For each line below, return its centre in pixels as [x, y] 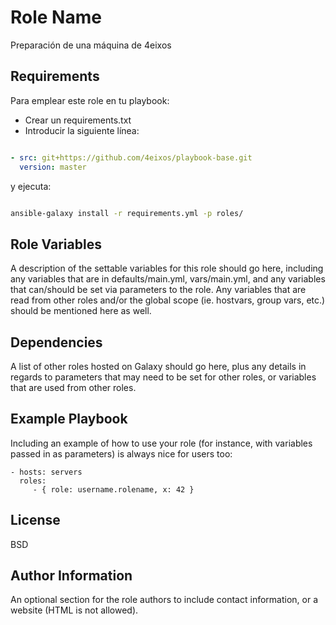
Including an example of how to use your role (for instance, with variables [161, 443]
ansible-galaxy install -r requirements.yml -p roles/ [127, 213]
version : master [53, 167]
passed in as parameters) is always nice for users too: [121, 453]
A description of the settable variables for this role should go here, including [167, 268]
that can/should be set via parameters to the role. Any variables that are [158, 290]
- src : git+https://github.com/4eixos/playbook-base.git [131, 157]
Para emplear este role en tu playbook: [90, 100]
